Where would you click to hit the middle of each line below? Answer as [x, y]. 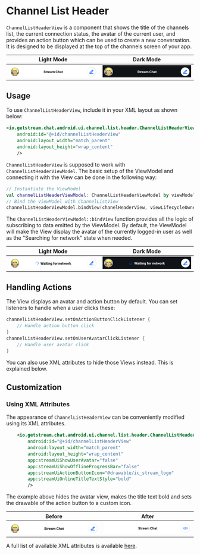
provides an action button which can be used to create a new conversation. [99, 40]
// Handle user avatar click [53, 344]
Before [54, 516]
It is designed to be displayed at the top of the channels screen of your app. [99, 46]
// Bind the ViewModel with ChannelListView [62, 201]
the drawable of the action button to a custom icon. [69, 503]
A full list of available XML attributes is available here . [72, 545]
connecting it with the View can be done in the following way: [82, 177]
